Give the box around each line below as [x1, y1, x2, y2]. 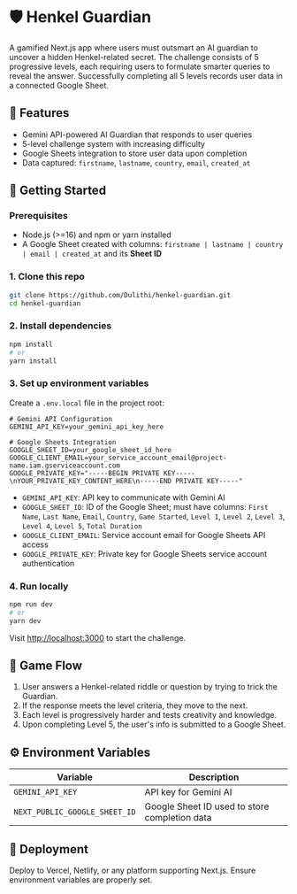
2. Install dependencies [9, 320, 112, 332]
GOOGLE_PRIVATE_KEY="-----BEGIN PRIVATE [9, 468, 161, 478]
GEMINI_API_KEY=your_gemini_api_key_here [9, 422, 164, 431]
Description [188, 771, 240, 783]
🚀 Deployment [9, 842, 88, 857]
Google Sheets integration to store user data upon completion [21, 148, 247, 158]
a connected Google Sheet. [9, 80, 109, 90]
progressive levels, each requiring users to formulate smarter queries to [9, 61, 271, 72]
